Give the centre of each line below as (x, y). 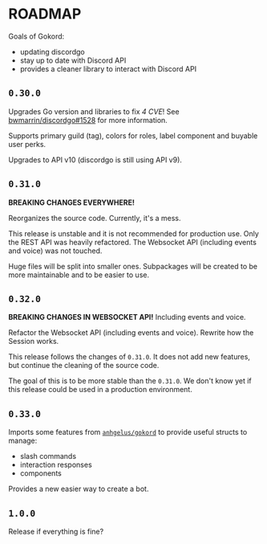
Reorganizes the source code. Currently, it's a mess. (95, 218)
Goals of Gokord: (36, 36)
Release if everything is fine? (56, 532)
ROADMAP (45, 14)
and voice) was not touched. (55, 251)
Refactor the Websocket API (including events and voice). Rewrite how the (131, 333)
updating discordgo (53, 51)
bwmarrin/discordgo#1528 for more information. (88, 120)
